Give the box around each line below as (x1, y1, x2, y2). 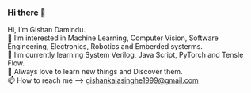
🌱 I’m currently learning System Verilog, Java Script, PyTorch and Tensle (7, 50, 244, 60)
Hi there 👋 (7, 7, 47, 18)
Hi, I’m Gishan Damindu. (7, 25, 86, 35)
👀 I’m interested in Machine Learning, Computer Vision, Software (7, 33, 219, 43)
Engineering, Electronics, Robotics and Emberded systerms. (7, 42, 203, 51)
